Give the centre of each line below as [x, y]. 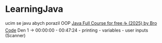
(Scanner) [15, 35]
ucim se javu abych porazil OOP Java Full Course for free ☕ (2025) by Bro [81, 23]
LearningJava [34, 9]
